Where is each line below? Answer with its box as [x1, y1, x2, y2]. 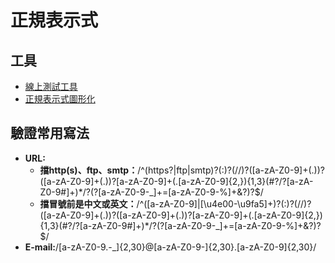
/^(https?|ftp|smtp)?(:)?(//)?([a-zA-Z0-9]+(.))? [137, 164, 325, 176]
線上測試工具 [24, 81, 78, 92]
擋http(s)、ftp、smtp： [39, 164, 138, 176]
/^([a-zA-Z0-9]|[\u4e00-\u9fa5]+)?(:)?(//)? [136, 197, 312, 210]
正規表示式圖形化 [24, 93, 96, 105]
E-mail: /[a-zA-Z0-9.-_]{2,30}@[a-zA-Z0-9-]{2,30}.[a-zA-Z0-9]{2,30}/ [24, 241, 317, 253]
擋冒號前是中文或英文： [39, 197, 137, 210]
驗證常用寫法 [10, 125, 90, 142]
